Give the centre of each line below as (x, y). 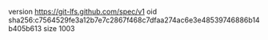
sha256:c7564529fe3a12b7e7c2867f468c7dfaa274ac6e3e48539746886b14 (134, 20)
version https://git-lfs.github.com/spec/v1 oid (83, 12)
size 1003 (59, 28)
